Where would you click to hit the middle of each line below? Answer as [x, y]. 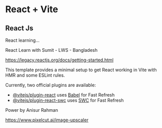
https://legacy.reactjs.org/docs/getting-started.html [59, 60]
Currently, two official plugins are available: [51, 85]
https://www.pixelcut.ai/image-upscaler [47, 120]
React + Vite [32, 9]
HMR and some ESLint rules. [35, 75]
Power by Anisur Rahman [32, 110]
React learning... [22, 40]
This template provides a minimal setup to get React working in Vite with [81, 70]
